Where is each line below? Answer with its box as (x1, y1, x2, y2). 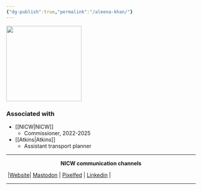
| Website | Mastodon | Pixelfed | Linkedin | (7, 171, 111, 179)
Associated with (6, 109, 55, 118)
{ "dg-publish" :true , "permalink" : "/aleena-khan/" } (6, 8, 133, 15)
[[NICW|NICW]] (14, 123, 54, 130)
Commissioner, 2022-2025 (23, 129, 91, 136)
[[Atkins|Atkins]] (14, 136, 56, 143)
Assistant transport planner (23, 142, 92, 150)
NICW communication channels (60, 159, 142, 166)
